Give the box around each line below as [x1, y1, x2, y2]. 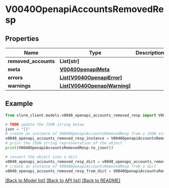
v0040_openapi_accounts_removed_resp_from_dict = [5, 168, 112, 173]
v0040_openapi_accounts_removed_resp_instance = [5, 136, 109, 141]
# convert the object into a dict [5, 154, 78, 159]
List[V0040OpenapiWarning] [59, 82, 131, 89]
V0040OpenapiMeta [59, 66, 110, 73]
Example [5, 99, 33, 108]
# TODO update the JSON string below [5, 122, 84, 127]
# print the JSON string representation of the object [5, 141, 123, 146]
